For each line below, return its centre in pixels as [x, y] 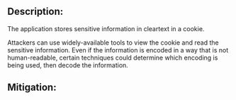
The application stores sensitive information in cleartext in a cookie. [106, 28]
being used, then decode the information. [68, 65]
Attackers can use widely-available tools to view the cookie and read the [113, 43]
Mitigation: [32, 88]
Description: [35, 12]
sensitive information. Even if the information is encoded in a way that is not [118, 50]
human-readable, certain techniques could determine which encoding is [113, 57]
